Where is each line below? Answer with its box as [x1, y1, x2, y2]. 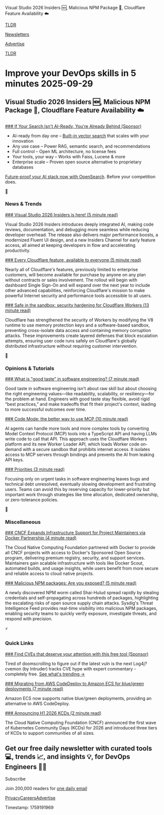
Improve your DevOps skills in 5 [5, 68, 136, 79]
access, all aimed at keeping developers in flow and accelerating [5, 242, 136, 248]
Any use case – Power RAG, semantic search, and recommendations [12, 143, 151, 149]
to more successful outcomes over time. [5, 406, 87, 413]
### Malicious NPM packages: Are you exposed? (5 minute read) [5, 580, 137, 586]
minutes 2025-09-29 [5, 78, 94, 90]
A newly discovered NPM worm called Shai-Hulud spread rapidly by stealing [5, 590, 159, 596]
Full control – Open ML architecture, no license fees [12, 148, 117, 154]
